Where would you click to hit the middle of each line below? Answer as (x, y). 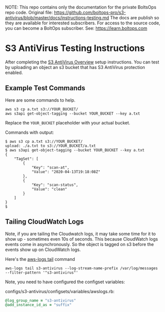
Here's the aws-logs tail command (40, 259)
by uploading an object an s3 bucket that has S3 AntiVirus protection (75, 67)
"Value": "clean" (49, 189)
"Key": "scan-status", (55, 185)
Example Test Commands (45, 88)
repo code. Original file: (29, 12)
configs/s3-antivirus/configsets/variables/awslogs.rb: (60, 291)
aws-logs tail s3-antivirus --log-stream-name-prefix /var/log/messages (82, 268)
